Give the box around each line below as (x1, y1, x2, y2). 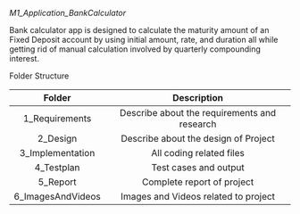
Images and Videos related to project (120, 191, 275, 202)
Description (172, 92, 223, 103)
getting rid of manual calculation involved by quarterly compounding (9, 44, 262, 54)
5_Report (37, 176, 77, 188)
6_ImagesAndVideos (13, 191, 101, 202)
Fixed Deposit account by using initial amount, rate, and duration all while (9, 35, 279, 45)
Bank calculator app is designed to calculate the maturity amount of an (9, 25, 270, 35)
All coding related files (151, 147, 246, 159)
